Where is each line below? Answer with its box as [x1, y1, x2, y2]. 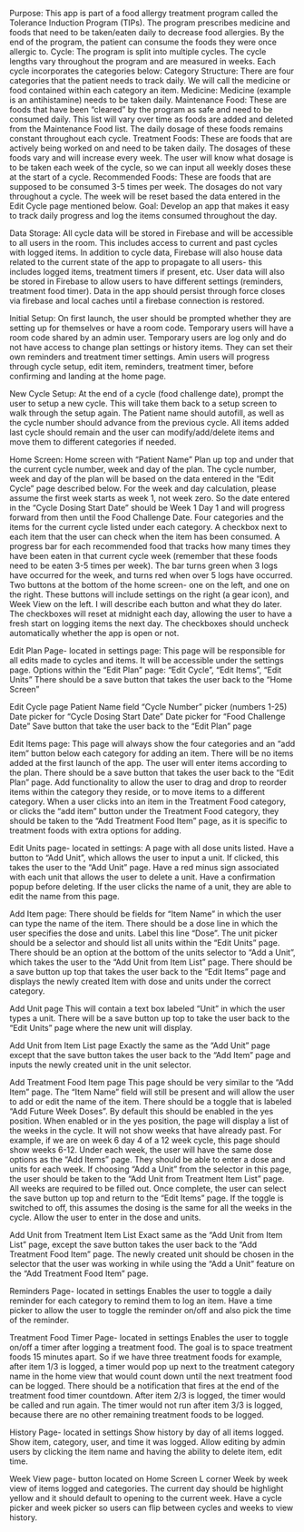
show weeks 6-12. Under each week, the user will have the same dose [9, 1144, 273, 1155]
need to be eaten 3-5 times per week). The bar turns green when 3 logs [9, 560, 279, 571]
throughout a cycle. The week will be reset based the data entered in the [9, 191, 281, 201]
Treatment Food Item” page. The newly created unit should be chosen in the [9, 1249, 295, 1260]
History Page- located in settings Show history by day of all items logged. [9, 1427, 284, 1438]
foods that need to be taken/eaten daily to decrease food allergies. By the [9, 27, 285, 37]
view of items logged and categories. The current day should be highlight [9, 1483, 284, 1494]
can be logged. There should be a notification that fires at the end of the [9, 1380, 279, 1391]
